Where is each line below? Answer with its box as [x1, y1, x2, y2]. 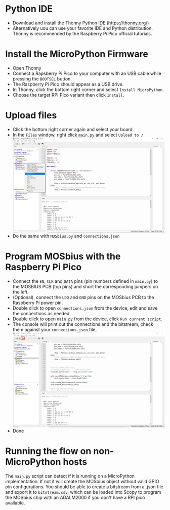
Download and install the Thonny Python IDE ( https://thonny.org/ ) [12, 20, 149, 26]
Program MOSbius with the [5, 251, 121, 262]
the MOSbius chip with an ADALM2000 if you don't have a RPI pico [5, 494, 145, 500]
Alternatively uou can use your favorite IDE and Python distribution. [12, 25, 153, 31]
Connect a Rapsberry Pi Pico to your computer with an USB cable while [12, 70, 162, 76]
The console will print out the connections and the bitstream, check [12, 321, 153, 327]
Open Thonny [12, 65, 41, 71]
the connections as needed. [12, 310, 71, 316]
